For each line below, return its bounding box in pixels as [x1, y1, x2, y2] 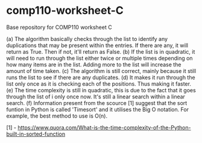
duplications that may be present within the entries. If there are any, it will [6, 42, 189, 49]
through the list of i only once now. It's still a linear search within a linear [6, 93, 186, 100]
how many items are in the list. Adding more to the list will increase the [6, 61, 181, 68]
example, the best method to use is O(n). [6, 112, 107, 119]
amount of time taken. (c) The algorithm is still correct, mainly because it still [6, 67, 197, 74]
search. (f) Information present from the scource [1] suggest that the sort [6, 99, 188, 106]
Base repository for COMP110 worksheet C [6, 24, 113, 31]
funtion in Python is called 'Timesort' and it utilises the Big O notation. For [6, 106, 189, 113]
